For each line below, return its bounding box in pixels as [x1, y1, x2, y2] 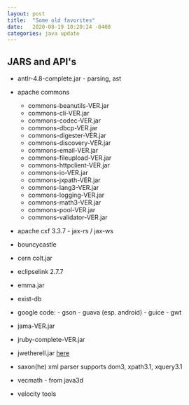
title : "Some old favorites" [7, 17, 96, 24]
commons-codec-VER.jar [27, 116, 101, 125]
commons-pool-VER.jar [27, 206, 96, 214]
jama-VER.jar [17, 322, 55, 330]
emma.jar [17, 281, 45, 289]
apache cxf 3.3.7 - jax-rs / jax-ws [17, 227, 114, 235]
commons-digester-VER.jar [27, 131, 106, 140]
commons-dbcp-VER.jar [27, 124, 98, 132]
